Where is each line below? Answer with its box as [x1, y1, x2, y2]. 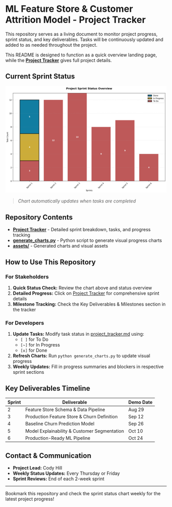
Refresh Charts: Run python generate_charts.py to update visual [12, 353, 150, 359]
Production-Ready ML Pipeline [25, 435, 91, 441]
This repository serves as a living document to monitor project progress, [5, 31, 158, 37]
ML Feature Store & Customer [5, 3, 133, 15]
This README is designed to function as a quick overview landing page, [5, 52, 157, 58]
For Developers [5, 319, 45, 326]
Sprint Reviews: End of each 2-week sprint [12, 476, 105, 482]
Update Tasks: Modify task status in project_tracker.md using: [12, 331, 144, 337]
